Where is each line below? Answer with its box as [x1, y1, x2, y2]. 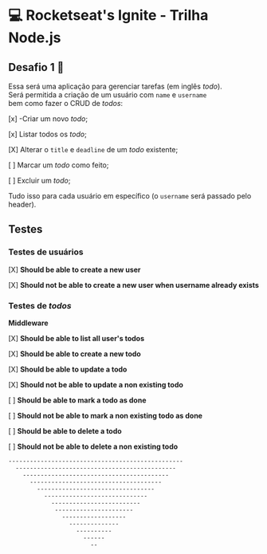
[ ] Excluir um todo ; [8, 176, 71, 185]
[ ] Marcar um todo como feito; [8, 160, 109, 170]
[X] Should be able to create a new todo [8, 348, 141, 359]
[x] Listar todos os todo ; [8, 129, 88, 139]
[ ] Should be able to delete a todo [8, 426, 122, 435]
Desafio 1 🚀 [8, 61, 65, 74]
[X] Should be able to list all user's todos [8, 333, 145, 343]
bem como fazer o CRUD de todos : [8, 99, 124, 108]
